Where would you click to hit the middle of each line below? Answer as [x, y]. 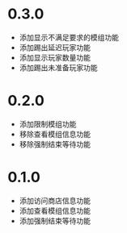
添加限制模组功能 [48, 124]
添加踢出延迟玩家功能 [55, 47]
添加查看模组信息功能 [55, 210]
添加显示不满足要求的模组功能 [69, 37]
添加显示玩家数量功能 [55, 57]
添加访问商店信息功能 [55, 200]
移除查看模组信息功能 [55, 134]
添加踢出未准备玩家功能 [58, 67]
